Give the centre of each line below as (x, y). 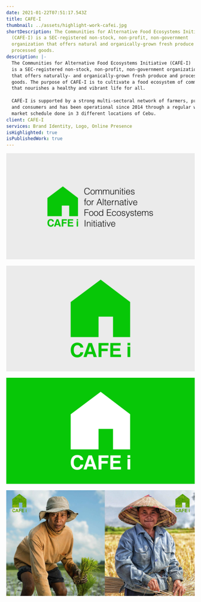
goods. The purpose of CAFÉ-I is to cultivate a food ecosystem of (98, 82)
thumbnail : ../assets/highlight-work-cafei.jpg (67, 25)
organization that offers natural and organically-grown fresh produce (103, 44)
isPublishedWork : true (34, 139)
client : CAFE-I (25, 120)
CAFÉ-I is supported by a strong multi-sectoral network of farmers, (100, 101)
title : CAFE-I (24, 19)
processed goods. (33, 51)
